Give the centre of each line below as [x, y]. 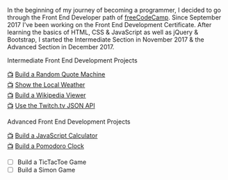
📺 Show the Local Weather [46, 85]
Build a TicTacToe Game [52, 162]
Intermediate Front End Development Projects [72, 60]
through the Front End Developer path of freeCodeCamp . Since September [114, 17]
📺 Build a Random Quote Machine [56, 74]
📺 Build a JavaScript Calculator [52, 136]
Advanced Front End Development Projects [69, 122]
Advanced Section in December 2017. [61, 47]
